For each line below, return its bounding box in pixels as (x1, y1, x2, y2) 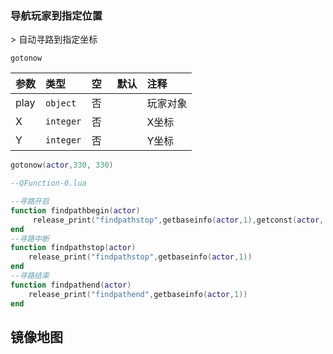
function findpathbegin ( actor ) (10, 205, 141, 216)
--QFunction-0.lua (10, 178, 87, 189)
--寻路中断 (10, 233, 50, 244)
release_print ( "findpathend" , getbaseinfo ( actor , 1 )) (28, 289, 248, 299)
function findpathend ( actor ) (10, 280, 132, 290)
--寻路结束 (10, 271, 50, 281)
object (45, 98, 77, 109)
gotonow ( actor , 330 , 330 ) (10, 160, 114, 171)
